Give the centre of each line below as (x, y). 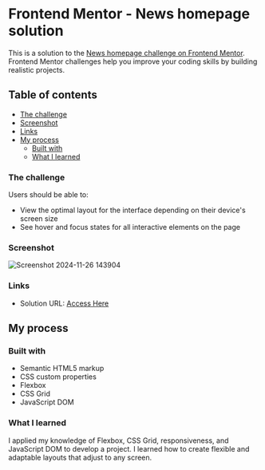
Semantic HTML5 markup (62, 369)
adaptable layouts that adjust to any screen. (80, 457)
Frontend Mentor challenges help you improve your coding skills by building (133, 61)
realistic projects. (37, 69)
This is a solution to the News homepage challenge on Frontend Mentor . (127, 53)
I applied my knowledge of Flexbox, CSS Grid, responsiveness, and (119, 440)
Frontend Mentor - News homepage (129, 14)
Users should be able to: (49, 195)
